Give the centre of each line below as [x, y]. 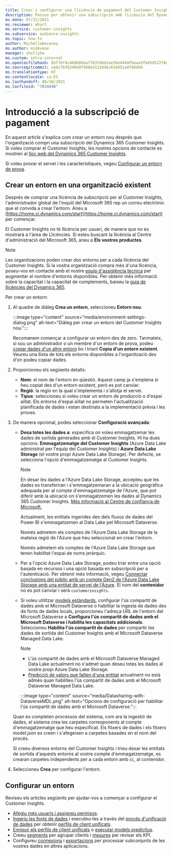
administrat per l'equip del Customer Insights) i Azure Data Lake [88, 449]
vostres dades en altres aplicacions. [51, 846]
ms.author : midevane [27, 48]
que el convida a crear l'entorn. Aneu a [46, 208]
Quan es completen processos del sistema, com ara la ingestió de [82, 717]
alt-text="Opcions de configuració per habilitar [114, 701]
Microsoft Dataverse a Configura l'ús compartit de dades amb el [89, 617]
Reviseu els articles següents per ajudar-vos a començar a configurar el [81, 798]
